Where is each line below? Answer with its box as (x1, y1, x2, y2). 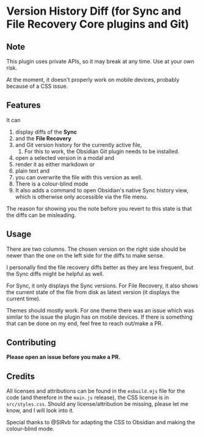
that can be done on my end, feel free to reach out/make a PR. (6, 319, 163, 327)
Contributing (6, 338, 56, 348)
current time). (6, 295, 41, 302)
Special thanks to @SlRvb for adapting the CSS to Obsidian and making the (6, 419, 195, 426)
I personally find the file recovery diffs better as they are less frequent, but (6, 264, 194, 271)
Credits (6, 371, 35, 381)
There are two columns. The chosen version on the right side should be (6, 245, 186, 253)
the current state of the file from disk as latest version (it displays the (6, 288, 180, 295)
